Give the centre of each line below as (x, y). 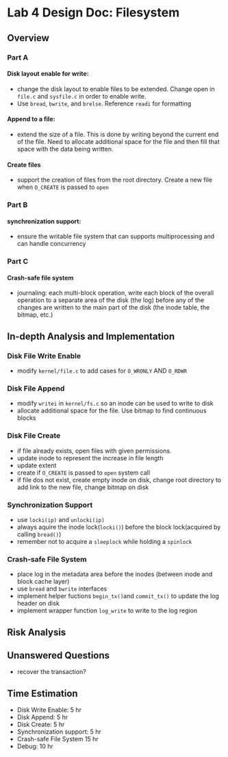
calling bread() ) (39, 534)
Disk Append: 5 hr (42, 717)
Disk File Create (34, 436)
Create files (24, 164)
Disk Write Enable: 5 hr (49, 710)
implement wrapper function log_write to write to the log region (107, 610)
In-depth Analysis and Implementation (91, 336)
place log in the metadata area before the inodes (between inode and (115, 574)
